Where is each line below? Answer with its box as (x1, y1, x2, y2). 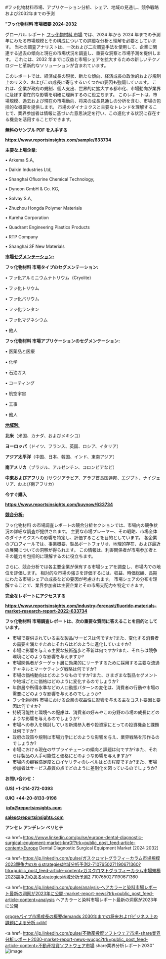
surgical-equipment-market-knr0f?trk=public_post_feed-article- (5, 840, 136, 846)
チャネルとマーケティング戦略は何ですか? (12, 666, 97, 672)
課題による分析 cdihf (5, 920, 47, 925)
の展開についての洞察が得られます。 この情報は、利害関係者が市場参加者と (5, 547, 158, 553)
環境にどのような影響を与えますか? (12, 654, 84, 659)
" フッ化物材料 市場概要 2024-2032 (5, 21, 77, 27)
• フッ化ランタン (5, 306, 40, 312)
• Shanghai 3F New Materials (5, 243, 65, 249)
